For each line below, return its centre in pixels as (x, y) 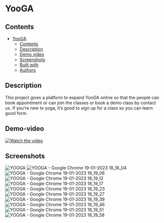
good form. (16, 113)
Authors (27, 70)
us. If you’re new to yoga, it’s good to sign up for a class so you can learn (79, 108)
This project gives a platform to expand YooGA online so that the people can (82, 97)
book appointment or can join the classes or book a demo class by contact (81, 103)
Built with (29, 65)
